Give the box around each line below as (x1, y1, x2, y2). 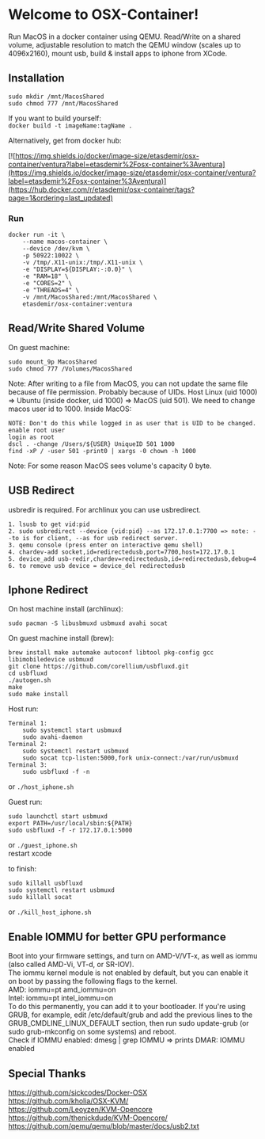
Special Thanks (8, 1067, 86, 1080)
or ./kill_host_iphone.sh (8, 907, 92, 916)
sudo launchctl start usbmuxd (8, 813, 108, 821)
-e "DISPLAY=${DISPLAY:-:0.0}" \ (22, 265, 133, 274)
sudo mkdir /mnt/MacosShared (8, 93, 104, 101)
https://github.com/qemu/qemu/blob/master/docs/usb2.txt (8, 1122, 199, 1131)
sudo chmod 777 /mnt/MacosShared (8, 99, 119, 108)
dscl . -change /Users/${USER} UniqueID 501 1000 (8, 440, 176, 448)
